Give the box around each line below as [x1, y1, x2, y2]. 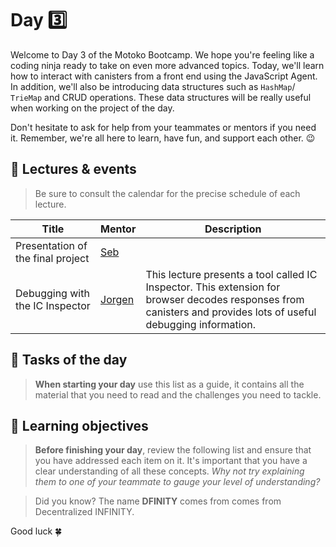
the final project [15, 251, 90, 265]
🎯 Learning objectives [10, 417, 149, 434]
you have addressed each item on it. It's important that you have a [34, 455, 308, 467]
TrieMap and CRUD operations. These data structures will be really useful [10, 91, 312, 103]
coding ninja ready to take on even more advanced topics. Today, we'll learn [10, 59, 325, 71]
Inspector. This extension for [145, 280, 281, 294]
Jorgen [100, 292, 135, 306]
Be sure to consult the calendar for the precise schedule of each [34, 187, 301, 199]
